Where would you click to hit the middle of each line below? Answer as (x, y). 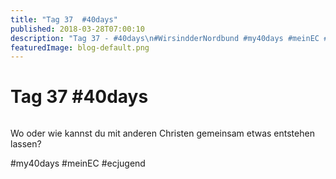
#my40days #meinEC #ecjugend (78, 163)
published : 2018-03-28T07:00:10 (77, 29)
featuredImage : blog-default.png (80, 47)
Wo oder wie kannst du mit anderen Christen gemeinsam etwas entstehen (162, 133)
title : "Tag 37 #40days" (64, 19)
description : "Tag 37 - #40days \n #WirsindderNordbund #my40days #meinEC (165, 38)
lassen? (26, 144)
